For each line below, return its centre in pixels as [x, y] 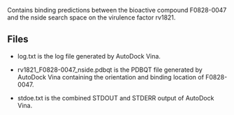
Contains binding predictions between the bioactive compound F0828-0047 [117, 10]
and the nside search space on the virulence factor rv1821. [92, 17]
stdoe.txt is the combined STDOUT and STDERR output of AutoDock [116, 98]
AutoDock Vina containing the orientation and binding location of [111, 77]
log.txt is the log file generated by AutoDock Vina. [89, 56]
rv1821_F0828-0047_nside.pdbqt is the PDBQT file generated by [110, 70]
